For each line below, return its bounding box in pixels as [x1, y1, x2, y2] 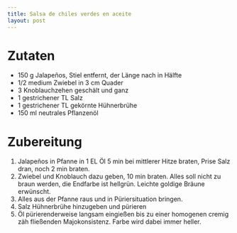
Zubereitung [7, 134, 83, 150]
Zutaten [7, 48, 55, 64]
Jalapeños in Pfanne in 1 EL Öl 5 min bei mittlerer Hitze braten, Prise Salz [17, 157, 231, 166]
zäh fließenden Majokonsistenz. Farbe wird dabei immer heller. [17, 217, 202, 226]
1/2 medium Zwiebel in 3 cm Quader [17, 79, 123, 87]
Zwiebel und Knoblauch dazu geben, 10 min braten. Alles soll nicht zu [17, 172, 221, 181]
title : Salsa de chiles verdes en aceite [7, 10, 132, 18]
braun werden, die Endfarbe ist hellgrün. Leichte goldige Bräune [17, 180, 205, 188]
